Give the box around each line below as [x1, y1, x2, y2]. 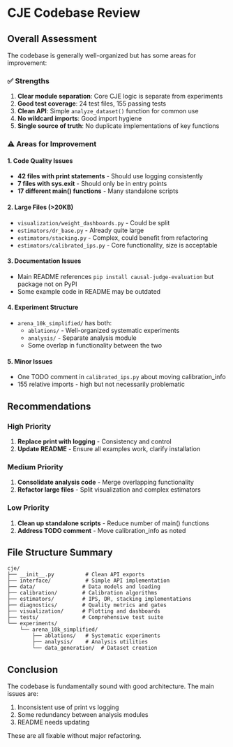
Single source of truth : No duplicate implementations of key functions [17, 122, 220, 130]
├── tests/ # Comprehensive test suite [7, 614, 164, 621]
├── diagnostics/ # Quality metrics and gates [7, 602, 167, 609]
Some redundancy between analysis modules [17, 711, 149, 719]
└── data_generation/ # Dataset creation [32, 645, 158, 652]
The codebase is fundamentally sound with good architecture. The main [7, 682, 215, 690]
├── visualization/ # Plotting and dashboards [7, 608, 160, 615]
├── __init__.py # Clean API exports [7, 571, 145, 578]
